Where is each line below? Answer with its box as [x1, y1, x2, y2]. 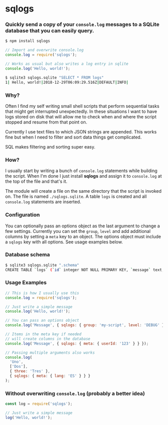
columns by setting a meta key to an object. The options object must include [5, 233, 161, 239]
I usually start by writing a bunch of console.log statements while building [5, 168, 157, 174]
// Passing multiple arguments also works [5, 350, 95, 355]
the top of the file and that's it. [5, 179, 67, 185]
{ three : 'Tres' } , [9, 369, 50, 374]
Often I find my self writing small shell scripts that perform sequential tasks [5, 103, 159, 109]
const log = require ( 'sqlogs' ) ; [5, 401, 72, 406]
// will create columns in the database [5, 336, 91, 341]
